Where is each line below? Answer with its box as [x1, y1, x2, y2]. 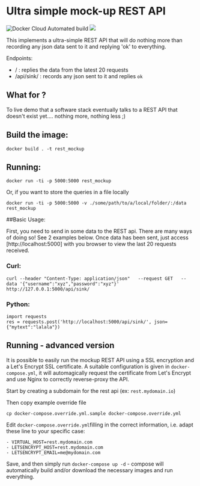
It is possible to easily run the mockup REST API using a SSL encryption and [6, 356, 194, 363]
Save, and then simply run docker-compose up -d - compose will [6, 460, 164, 467]
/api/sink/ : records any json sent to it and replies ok [14, 72, 143, 79]
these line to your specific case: [6, 427, 85, 434]
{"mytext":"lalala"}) [6, 324, 61, 330]
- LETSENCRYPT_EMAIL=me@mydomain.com [6, 449, 101, 455]
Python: [6, 300, 30, 308]
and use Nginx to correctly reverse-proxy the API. [6, 375, 129, 383]
